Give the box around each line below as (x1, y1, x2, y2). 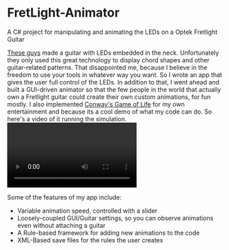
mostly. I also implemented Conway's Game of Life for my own (7, 100, 185, 108)
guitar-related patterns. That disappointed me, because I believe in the (7, 63, 208, 71)
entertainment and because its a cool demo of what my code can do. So (7, 107, 212, 116)
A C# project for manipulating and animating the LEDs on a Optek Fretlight (7, 28, 218, 36)
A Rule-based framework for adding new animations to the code (17, 229, 200, 237)
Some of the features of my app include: (7, 193, 122, 202)
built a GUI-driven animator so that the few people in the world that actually (7, 85, 221, 93)
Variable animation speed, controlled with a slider (17, 206, 158, 215)
